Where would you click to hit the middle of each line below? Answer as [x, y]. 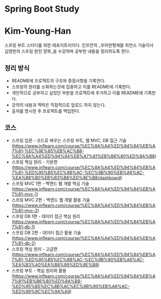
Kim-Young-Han [38, 31]
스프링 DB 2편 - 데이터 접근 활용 [42, 233]
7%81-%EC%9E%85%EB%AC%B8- [48, 151]
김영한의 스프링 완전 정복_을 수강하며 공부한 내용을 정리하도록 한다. [67, 51]
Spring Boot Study [42, 9]
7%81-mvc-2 [24, 210]
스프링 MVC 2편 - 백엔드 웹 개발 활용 [46, 199]
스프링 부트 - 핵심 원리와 [34, 270]
